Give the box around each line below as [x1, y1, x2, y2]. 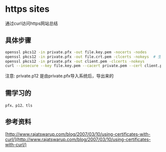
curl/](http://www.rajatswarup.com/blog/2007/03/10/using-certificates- [5, 136, 151, 142]
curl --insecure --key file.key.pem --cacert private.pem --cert [5, 63, 142, 69]
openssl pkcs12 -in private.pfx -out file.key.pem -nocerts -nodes [5, 49, 147, 55]
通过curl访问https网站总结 [5, 20, 58, 26]
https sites [5, 3, 50, 15]
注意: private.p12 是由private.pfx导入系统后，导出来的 [5, 73, 114, 79]
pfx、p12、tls [5, 103, 33, 108]
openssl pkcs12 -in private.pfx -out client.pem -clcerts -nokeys [5, 59, 145, 64]
